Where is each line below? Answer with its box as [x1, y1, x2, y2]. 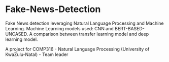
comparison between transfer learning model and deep [33, 31, 149, 37]
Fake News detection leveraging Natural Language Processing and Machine [5, 20, 164, 26]
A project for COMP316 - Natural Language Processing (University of [5, 46, 150, 52]
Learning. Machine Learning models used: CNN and [5, 25, 114, 31]
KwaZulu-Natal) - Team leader [5, 51, 69, 57]
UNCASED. [5, 31, 28, 37]
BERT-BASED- [115, 25, 145, 31]
